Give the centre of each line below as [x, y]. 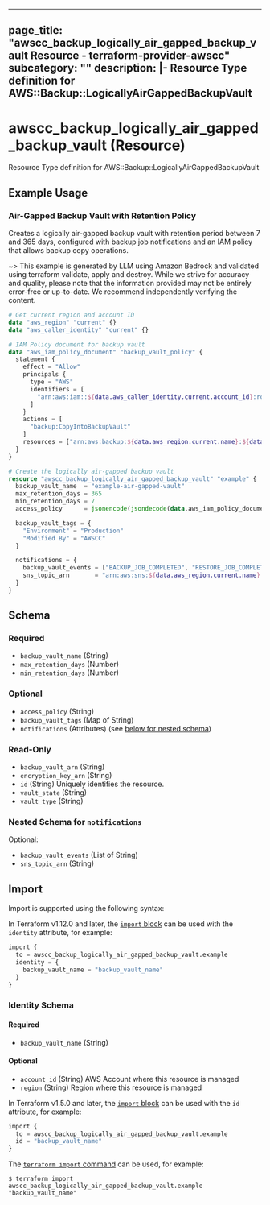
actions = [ [43, 420]
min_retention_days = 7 [55, 501]
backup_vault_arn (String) [62, 767]
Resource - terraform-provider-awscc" [130, 56]
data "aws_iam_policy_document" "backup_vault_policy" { [106, 352]
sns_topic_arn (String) [57, 863]
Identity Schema [41, 1005]
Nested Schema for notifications [75, 822]
